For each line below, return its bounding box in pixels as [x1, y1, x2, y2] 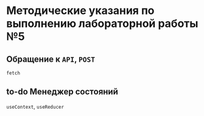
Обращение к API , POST [6, 54, 96, 64]
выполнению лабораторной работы [6, 16, 199, 31]
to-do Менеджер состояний [6, 87, 119, 97]
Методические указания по [6, 4, 155, 18]
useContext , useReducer [6, 103, 65, 110]
